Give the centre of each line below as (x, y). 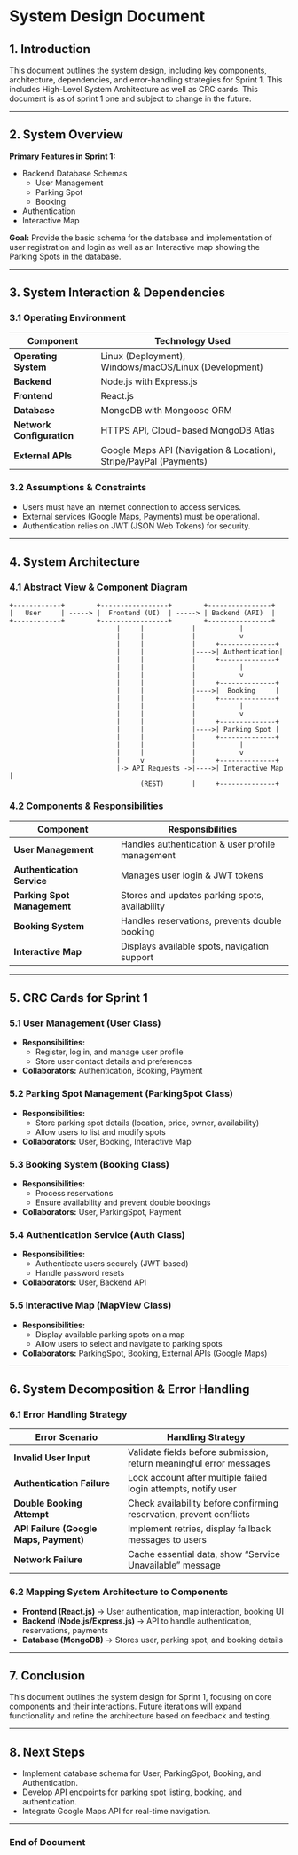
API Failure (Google (55, 1529)
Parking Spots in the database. (65, 256)
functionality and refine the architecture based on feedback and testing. (141, 1716)
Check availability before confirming (203, 1503)
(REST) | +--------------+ (210, 784)
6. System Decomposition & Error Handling (129, 1389)
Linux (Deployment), (143, 356)
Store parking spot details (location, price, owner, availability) (147, 1123)
